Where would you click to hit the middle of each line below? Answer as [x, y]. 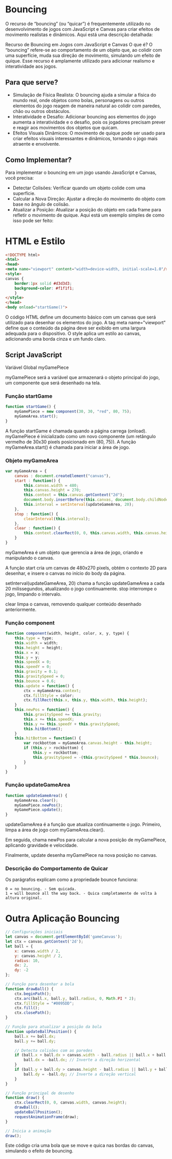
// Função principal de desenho [40, 1093]
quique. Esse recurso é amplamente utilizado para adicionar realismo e [80, 61]
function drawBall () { [29, 989]
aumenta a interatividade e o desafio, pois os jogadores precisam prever [89, 122]
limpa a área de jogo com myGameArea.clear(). [55, 830]
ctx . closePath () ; [33, 1013]
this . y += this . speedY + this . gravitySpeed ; [72, 724]
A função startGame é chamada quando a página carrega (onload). [76, 431]
